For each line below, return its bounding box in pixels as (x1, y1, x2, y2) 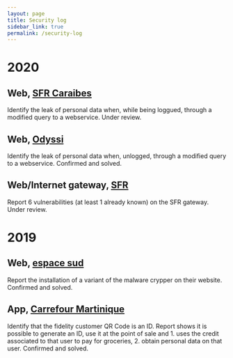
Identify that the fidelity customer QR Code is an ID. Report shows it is (7, 322, 207, 330)
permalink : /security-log (7, 29, 82, 37)
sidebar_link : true (7, 23, 64, 30)
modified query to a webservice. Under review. (7, 113, 142, 122)
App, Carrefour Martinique (7, 304, 125, 316)
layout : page (7, 10, 45, 17)
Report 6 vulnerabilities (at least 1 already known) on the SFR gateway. (7, 198, 209, 206)
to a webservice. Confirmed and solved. (7, 159, 122, 168)
